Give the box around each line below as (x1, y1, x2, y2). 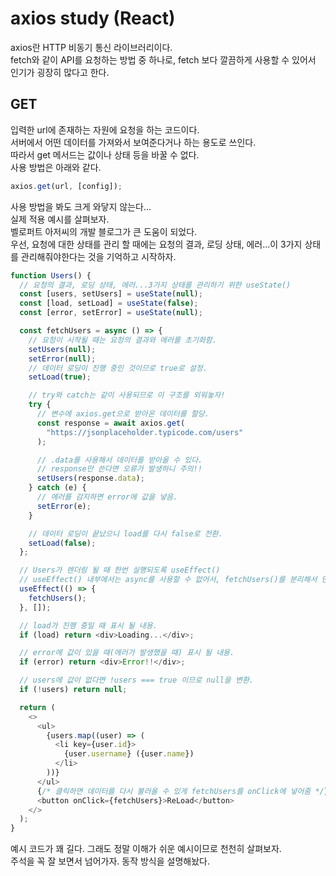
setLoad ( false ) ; (28, 538, 97, 548)
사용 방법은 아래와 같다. (10, 161, 102, 173)
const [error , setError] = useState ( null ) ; (19, 308, 203, 318)
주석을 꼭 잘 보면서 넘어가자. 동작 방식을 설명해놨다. (10, 855, 210, 867)
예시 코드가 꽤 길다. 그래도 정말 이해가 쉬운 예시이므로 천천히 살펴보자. (10, 843, 282, 855)
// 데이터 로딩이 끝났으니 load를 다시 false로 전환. (28, 528, 223, 539)
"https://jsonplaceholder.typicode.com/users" (46, 427, 244, 437)
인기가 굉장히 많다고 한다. (10, 66, 110, 78)
